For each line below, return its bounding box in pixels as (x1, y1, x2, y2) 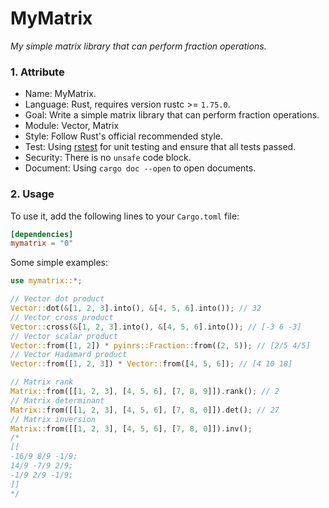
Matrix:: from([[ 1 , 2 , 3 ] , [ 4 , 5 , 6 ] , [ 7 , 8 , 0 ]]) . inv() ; (10, 423, 253, 434)
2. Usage (10, 187, 55, 201)
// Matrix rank (10, 377, 74, 387)
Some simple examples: (10, 257, 109, 269)
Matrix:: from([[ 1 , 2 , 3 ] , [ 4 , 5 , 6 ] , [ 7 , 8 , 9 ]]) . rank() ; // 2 (10, 387, 280, 397)
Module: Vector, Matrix (24, 120, 120, 132)
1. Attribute (10, 65, 65, 79)
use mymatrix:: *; (10, 276, 83, 286)
